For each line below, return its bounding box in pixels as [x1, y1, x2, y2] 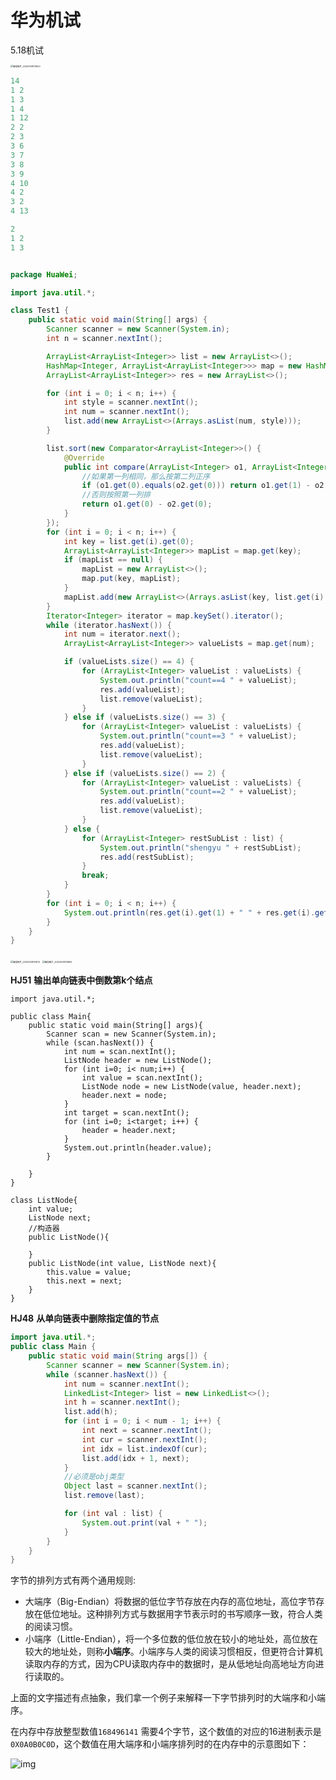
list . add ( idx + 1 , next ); [81, 1453, 190, 1463]
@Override [63, 452, 105, 463]
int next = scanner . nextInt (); [81, 1426, 213, 1436]
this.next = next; [46, 1276, 123, 1286]
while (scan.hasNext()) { [46, 1038, 155, 1048]
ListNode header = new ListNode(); [63, 1056, 213, 1066]
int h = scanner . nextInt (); [63, 1397, 182, 1408]
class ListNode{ [10, 1196, 78, 1206]
